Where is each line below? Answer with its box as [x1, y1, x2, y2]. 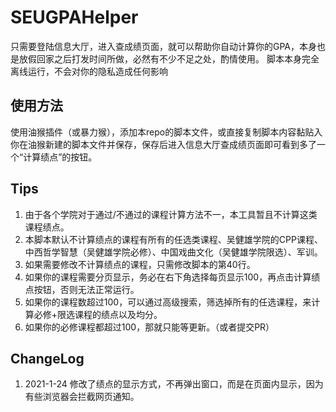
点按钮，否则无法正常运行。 [24, 283, 140, 295]
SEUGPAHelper [10, 6, 139, 29]
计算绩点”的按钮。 [23, 151, 98, 163]
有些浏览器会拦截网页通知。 [24, 391, 140, 403]
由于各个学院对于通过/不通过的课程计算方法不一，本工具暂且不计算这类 [24, 208, 318, 220]
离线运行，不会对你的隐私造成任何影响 [10, 65, 168, 77]
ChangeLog [10, 350, 85, 367]
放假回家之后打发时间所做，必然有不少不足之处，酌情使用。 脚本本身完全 [18, 52, 320, 65]
